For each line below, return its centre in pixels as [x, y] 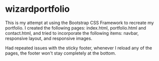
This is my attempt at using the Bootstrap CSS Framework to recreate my [79, 23]
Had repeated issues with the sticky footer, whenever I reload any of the [79, 48]
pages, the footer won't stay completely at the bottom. [61, 53]
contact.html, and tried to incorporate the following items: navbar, [72, 33]
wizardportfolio [38, 9]
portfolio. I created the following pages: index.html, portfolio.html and [76, 28]
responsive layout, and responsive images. [49, 38]
